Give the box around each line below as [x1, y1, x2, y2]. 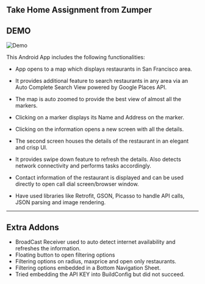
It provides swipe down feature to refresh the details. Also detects [15, 155, 181, 163]
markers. [15, 102, 38, 109]
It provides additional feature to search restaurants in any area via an [15, 77, 189, 85]
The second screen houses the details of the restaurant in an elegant [15, 137, 189, 145]
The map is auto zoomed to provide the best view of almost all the [15, 96, 182, 103]
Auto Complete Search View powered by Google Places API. [15, 83, 167, 91]
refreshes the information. [15, 245, 81, 252]
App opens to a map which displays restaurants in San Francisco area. [15, 65, 192, 73]
